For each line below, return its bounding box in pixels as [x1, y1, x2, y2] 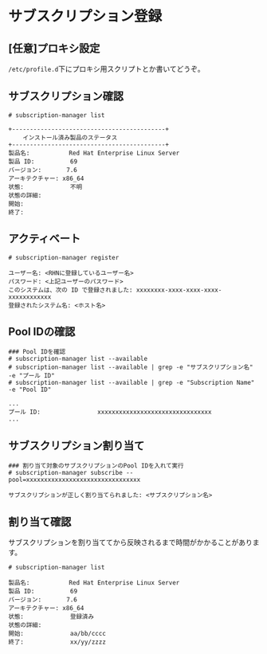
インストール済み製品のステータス [22, 133, 118, 142]
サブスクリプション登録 [8, 7, 163, 25]
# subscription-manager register [8, 253, 120, 261]
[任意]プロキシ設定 [8, 41, 100, 55]
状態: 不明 [8, 182, 82, 191]
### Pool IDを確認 [8, 348, 66, 356]
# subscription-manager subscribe [8, 469, 124, 477]
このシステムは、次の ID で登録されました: [8, 286, 133, 294]
